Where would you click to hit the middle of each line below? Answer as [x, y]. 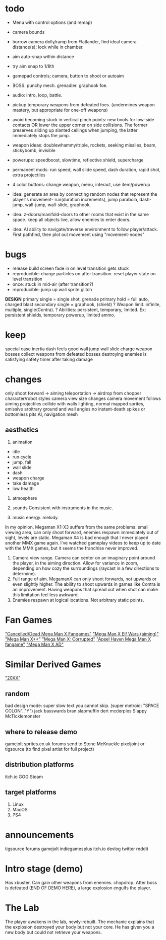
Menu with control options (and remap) [52, 22]
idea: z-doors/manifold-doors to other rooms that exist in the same [81, 214]
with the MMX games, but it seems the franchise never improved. [72, 548]
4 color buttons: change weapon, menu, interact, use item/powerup [81, 184]
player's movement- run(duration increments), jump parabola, [75, 199]
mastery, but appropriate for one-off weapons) [60, 110]
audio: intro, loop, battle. [37, 95]
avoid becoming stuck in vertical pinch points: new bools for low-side [83, 119]
